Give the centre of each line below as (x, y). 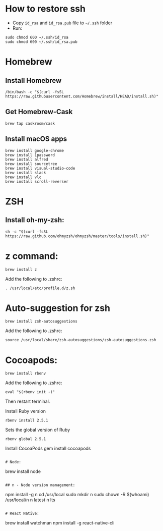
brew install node (23, 471)
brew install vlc (23, 177)
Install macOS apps (36, 139)
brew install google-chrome (35, 150)
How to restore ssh (45, 9)
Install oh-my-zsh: (35, 220)
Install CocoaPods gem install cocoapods (48, 448)
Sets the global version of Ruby (38, 430)
